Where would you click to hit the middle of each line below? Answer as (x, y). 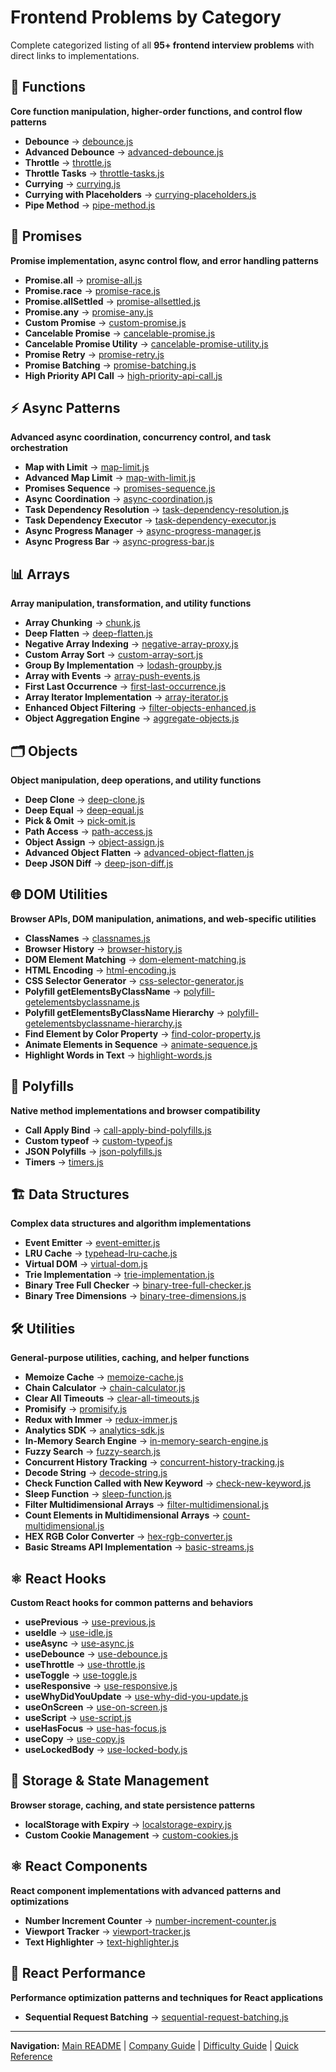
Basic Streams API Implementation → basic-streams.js (139, 1547)
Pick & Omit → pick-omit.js (80, 820)
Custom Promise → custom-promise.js (105, 322)
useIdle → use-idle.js (68, 1633)
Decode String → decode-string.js (96, 1473)
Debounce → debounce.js (79, 141)
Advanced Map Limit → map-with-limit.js (110, 478)
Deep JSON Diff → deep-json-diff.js (99, 863)
